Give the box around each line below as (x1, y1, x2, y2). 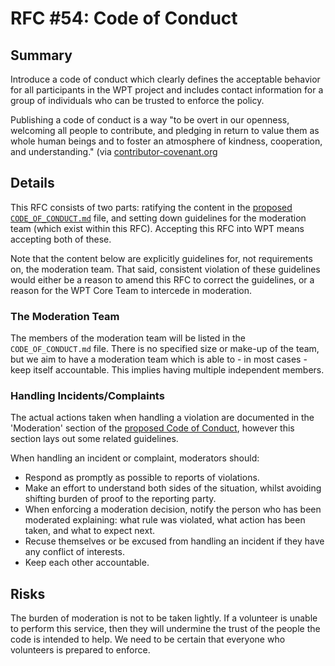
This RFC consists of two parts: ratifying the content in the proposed (10, 201, 293, 213)
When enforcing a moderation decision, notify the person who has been (24, 503, 322, 516)
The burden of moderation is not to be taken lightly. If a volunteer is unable (10, 612, 318, 624)
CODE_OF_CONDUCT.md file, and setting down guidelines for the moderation (10, 212, 307, 224)
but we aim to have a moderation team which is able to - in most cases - (10, 353, 308, 366)
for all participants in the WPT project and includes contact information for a (10, 84, 324, 96)
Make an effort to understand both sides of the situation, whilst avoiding (24, 482, 322, 494)
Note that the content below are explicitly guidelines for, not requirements (10, 252, 313, 264)
